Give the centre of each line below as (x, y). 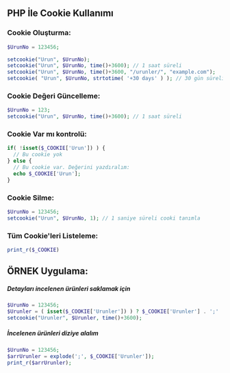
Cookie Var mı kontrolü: (47, 134)
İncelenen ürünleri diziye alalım (53, 333)
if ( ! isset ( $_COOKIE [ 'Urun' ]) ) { (56, 149)
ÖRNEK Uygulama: (48, 271)
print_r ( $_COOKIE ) (33, 250)
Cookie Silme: (31, 198)
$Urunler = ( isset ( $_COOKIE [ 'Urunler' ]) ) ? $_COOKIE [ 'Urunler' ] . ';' (113, 312)
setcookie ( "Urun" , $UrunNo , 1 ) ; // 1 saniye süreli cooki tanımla (104, 218)
